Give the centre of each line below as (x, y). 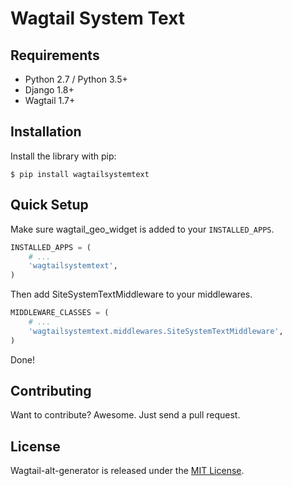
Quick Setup (49, 205)
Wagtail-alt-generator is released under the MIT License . (127, 471)
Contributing (51, 391)
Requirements (55, 55)
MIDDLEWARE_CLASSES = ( (60, 313)
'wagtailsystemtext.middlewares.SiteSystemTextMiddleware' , (156, 331)
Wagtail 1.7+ (50, 100)
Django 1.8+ (49, 90)
